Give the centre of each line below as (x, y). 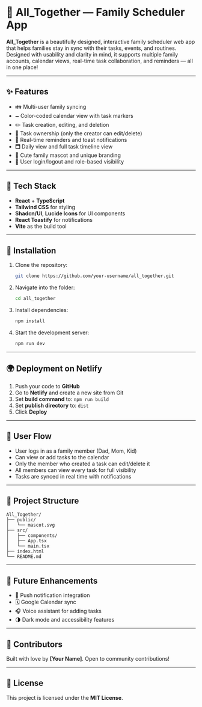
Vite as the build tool (41, 226)
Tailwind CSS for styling (45, 207)
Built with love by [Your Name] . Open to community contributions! (88, 658)
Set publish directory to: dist (52, 405)
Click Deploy (31, 412)
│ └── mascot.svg (31, 525)
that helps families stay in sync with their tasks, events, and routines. (91, 48)
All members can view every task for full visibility (75, 470)
